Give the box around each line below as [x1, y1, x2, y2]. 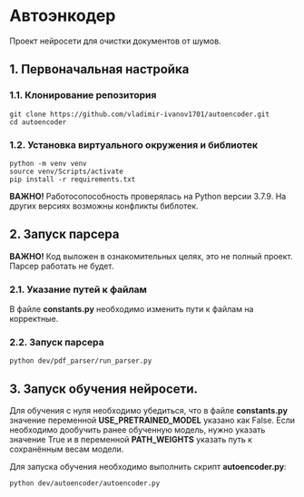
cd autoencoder [9, 117, 67, 127]
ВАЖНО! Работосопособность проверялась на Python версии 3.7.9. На [9, 190, 287, 201]
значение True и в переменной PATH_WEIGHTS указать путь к [9, 434, 252, 445]
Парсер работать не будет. [9, 260, 114, 271]
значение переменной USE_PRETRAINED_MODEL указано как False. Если [9, 414, 296, 426]
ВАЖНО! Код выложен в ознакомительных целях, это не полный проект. [9, 250, 293, 261]
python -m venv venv [9, 159, 88, 168]
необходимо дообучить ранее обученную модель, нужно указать [9, 424, 266, 435]
